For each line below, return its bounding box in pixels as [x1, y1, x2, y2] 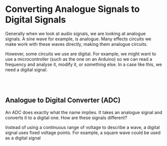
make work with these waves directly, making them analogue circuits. [5, 41, 148, 47]
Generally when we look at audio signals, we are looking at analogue [5, 30, 146, 36]
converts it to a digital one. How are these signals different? [5, 115, 127, 121]
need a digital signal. [5, 66, 48, 73]
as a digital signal [5, 135, 41, 141]
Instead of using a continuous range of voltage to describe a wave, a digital [5, 124, 160, 130]
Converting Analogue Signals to [5, 3, 140, 15]
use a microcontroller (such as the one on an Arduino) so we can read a [5, 56, 153, 62]
